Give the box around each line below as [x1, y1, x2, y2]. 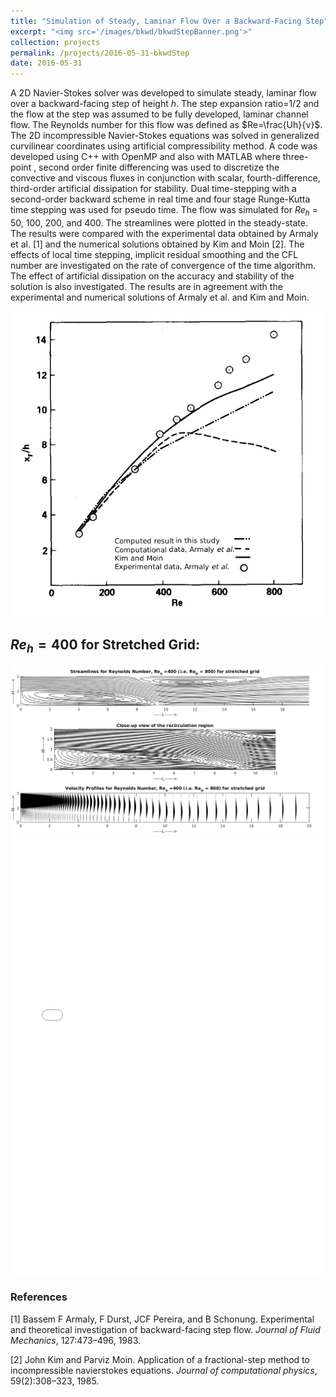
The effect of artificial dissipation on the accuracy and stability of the [10, 270, 295, 282]
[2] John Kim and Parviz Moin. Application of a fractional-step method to [10, 1353, 310, 1365]
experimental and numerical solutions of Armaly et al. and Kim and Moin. [10, 291, 310, 303]
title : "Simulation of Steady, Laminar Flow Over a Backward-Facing [10, 16, 302, 26]
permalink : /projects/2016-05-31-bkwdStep [10, 48, 190, 58]
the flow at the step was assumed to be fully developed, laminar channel [10, 108, 309, 120]
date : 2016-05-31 [10, 58, 83, 69]
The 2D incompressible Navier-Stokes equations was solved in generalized [10, 130, 320, 142]
